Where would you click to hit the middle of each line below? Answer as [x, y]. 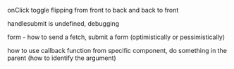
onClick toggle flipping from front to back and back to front [93, 10]
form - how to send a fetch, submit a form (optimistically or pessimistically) [116, 37]
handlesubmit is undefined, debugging [63, 23]
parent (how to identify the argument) [62, 58]
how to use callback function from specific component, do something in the [117, 51]
